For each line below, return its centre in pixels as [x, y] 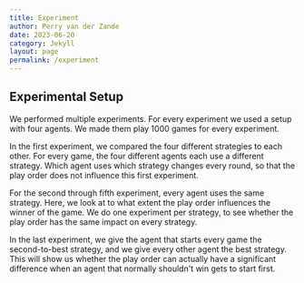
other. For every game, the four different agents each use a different [137, 156]
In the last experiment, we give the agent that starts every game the [136, 239]
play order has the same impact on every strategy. [103, 222]
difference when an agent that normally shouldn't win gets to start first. [142, 268]
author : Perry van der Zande [64, 26]
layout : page [34, 52]
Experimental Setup [67, 97]
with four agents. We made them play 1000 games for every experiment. [144, 128]
